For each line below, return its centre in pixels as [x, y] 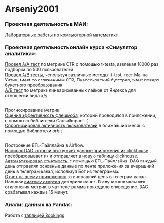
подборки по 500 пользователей [39, 69]
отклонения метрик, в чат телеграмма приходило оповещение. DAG [77, 187]
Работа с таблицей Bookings [35, 215]
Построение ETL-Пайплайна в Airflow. [45, 145]
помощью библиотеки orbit [34, 131]
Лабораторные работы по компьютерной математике [62, 35]
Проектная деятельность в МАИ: [47, 24]
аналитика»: [21, 54]
